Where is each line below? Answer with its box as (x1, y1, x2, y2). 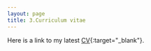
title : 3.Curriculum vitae (7, 17, 86, 24)
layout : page (7, 10, 45, 17)
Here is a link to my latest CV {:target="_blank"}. (7, 36, 145, 44)
